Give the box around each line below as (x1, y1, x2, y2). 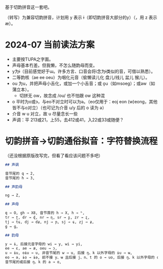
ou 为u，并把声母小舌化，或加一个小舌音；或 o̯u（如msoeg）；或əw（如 (12, 80, 155, 86)
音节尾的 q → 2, (5, 171, 35, 176)
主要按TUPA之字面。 (12, 56, 53, 62)
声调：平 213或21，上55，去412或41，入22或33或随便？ (12, 117, 124, 123)
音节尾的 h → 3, (5, 175, 35, 180)
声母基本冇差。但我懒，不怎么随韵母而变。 (12, 62, 98, 68)
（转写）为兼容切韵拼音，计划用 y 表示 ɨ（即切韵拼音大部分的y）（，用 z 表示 (5, 15, 158, 20)
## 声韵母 (5, 184, 23, 189)
